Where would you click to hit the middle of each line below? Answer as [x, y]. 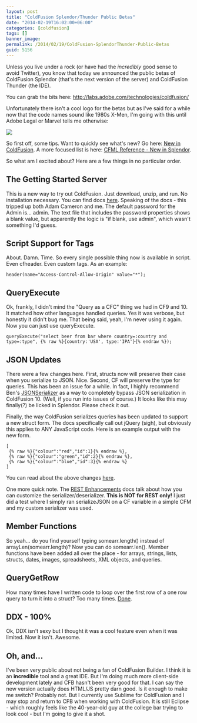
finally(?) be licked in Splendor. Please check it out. [68, 405]
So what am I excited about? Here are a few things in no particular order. [94, 161]
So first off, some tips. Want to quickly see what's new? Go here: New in [94, 143]
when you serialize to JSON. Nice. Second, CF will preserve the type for [93, 380]
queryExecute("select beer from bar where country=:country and [86, 336]
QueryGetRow [33, 578]
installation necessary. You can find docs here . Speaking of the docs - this [96, 200]
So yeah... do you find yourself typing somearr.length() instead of [85, 540]
